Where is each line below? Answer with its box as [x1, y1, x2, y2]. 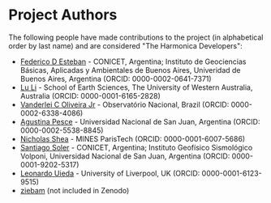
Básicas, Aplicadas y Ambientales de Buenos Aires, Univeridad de [19, 65, 241, 74]
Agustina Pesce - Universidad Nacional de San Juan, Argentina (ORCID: [19, 116, 260, 126]
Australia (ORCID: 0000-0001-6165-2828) [19, 91, 161, 100]
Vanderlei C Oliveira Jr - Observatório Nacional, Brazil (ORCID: [19, 99, 230, 109]
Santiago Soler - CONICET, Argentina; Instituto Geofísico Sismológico [19, 142, 253, 152]
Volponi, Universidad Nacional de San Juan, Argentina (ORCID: [19, 151, 230, 161]
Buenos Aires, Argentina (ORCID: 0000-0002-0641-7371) [19, 74, 213, 83]
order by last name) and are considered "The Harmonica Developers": [8, 40, 243, 50]
